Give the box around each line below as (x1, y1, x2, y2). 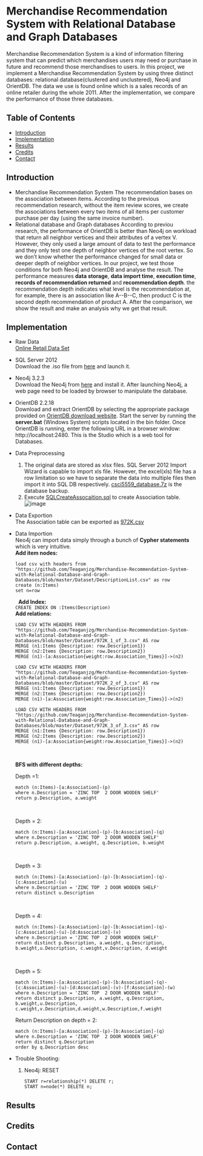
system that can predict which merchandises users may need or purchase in (6, 56, 198, 64)
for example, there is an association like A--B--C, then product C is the (15, 291, 192, 299)
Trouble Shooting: (15, 1055, 60, 1063)
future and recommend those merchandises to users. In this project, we (6, 63, 185, 70)
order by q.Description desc (15, 1044, 89, 1050)
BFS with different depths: (15, 761, 83, 768)
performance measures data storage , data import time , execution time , (15, 272, 196, 280)
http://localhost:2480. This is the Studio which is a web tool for (15, 431, 172, 439)
